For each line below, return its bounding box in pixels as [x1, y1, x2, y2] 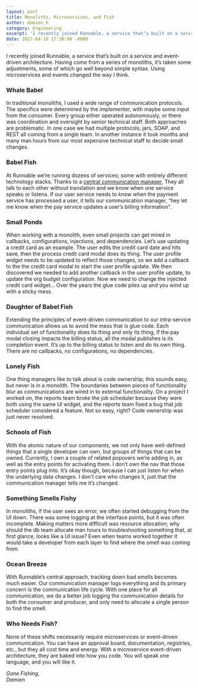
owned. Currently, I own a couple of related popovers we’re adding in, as [6, 454, 183, 461]
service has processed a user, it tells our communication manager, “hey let [6, 196, 187, 204]
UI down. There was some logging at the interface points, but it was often [6, 514, 184, 521]
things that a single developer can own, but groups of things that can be [6, 448, 181, 455]
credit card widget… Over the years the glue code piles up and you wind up [6, 282, 190, 289]
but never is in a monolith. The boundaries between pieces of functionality [6, 382, 187, 389]
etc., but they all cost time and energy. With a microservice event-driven [6, 645, 181, 653]
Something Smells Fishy [6, 494, 77, 502]
